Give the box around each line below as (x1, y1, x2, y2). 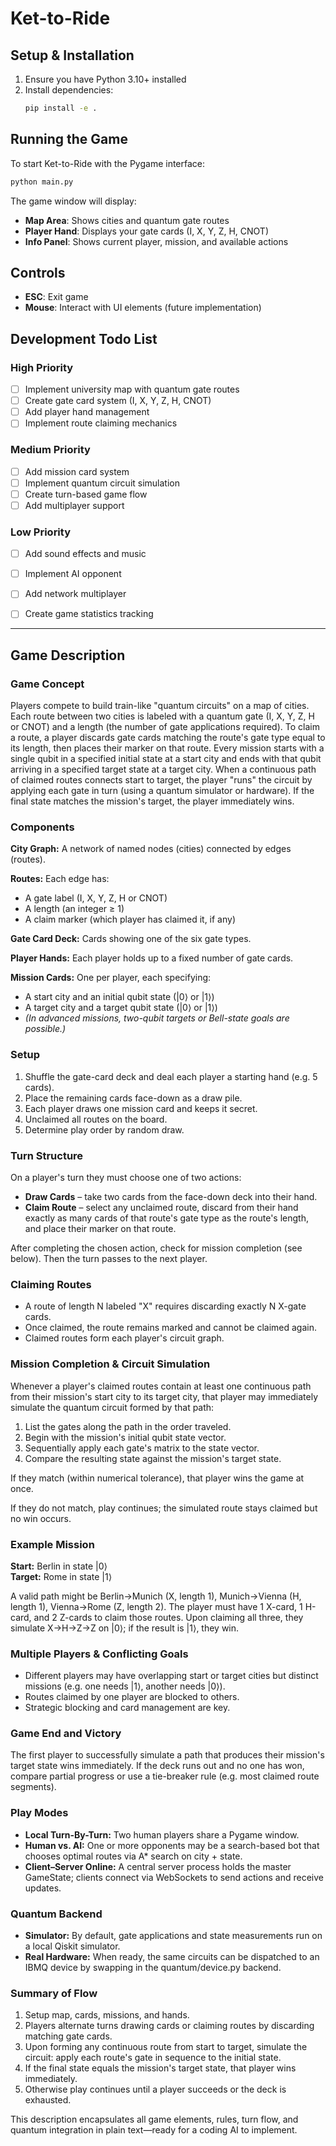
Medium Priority (10, 443, 91, 457)
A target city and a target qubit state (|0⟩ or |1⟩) (24, 1002, 218, 1014)
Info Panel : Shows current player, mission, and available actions (24, 235, 289, 247)
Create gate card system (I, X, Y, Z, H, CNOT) (24, 395, 212, 407)
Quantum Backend (10, 1907, 103, 1921)
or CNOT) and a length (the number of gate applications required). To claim (10, 721, 320, 733)
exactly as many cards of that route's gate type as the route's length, (24, 1212, 309, 1224)
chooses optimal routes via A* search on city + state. (24, 1850, 243, 1862)
